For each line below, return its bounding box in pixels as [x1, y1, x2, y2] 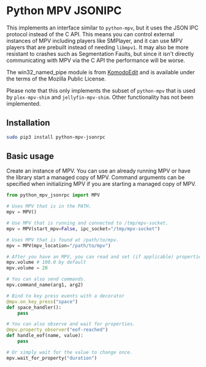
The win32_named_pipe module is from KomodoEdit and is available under [6, 68, 195, 75]
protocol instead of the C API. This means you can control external [6, 30, 175, 37]
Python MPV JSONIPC [6, 4, 122, 18]
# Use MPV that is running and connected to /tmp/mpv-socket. [6, 220, 169, 226]
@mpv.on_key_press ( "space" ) [6, 298, 78, 304]
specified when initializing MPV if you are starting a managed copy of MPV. [6, 180, 196, 188]
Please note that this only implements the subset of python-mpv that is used [6, 87, 196, 94]
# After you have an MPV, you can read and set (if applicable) [6, 253, 174, 260]
